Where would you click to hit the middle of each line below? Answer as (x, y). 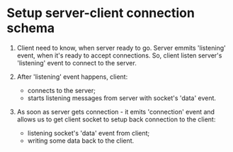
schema (31, 28)
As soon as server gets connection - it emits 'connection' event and (116, 112)
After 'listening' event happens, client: (72, 77)
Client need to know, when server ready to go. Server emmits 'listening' (121, 48)
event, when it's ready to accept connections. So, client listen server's (119, 55)
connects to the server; (62, 90)
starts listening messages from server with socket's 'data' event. (122, 98)
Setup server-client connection (101, 13)
